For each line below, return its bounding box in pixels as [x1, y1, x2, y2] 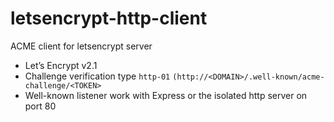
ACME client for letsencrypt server [10, 40, 153, 52]
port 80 [24, 100, 57, 112]
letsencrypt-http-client [10, 7, 208, 30]
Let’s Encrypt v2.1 [24, 59, 98, 71]
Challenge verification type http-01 [24, 70, 171, 82]
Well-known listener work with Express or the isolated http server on [24, 89, 308, 101]
